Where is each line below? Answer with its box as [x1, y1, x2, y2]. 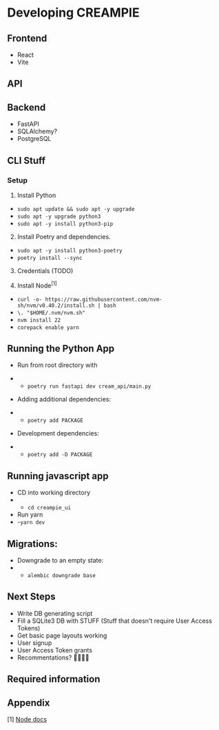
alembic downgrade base [27, 572, 96, 579]
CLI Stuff [7, 154, 46, 167]
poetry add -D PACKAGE [27, 451, 93, 458]
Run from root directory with [17, 361, 98, 369]
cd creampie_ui [27, 505, 71, 512]
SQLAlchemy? [17, 127, 57, 135]
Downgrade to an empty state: [17, 556, 104, 564]
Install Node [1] [17, 280, 57, 290]
